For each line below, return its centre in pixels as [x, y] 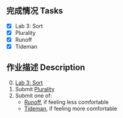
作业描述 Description [46, 68]
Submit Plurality [35, 89]
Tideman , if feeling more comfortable [71, 108]
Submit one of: [34, 95]
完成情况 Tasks [35, 11]
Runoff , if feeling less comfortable [66, 102]
